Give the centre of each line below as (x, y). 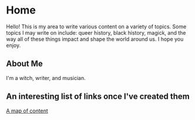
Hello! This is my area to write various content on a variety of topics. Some (96, 26)
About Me (24, 64)
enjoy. (14, 45)
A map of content (27, 111)
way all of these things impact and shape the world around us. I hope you (95, 39)
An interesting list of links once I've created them (98, 97)
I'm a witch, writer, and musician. (46, 78)
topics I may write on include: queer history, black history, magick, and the (96, 32)
